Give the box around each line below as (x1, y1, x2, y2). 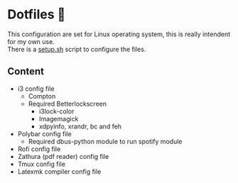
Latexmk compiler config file (17, 167, 102, 176)
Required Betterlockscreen (28, 99, 107, 108)
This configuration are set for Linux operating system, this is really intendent (7, 30, 231, 38)
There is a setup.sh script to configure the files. (7, 45, 146, 53)
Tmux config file (17, 160, 66, 168)
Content (7, 65, 45, 77)
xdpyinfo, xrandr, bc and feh (38, 122, 122, 131)
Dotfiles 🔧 (7, 6, 66, 23)
